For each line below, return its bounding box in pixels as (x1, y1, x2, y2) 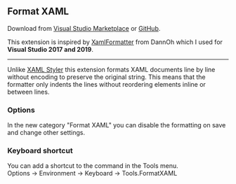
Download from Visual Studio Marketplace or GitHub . (7, 24, 161, 32)
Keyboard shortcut (7, 146, 73, 156)
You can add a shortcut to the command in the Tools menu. (7, 162, 179, 170)
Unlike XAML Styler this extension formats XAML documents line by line (7, 65, 216, 73)
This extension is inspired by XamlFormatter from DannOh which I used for (7, 38, 223, 46)
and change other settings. (7, 129, 86, 137)
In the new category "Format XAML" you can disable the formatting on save (7, 121, 226, 129)
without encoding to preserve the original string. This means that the (7, 73, 206, 81)
